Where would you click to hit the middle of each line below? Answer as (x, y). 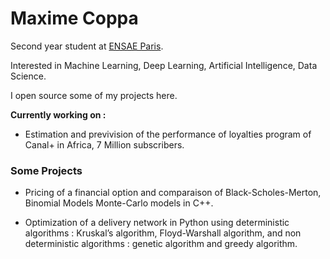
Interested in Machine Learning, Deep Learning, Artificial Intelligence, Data (164, 65)
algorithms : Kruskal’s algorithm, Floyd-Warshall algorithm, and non (163, 233)
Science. (28, 76)
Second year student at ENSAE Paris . (87, 46)
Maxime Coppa (74, 18)
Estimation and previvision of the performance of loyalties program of (168, 134)
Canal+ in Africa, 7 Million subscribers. (104, 144)
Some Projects (46, 170)
